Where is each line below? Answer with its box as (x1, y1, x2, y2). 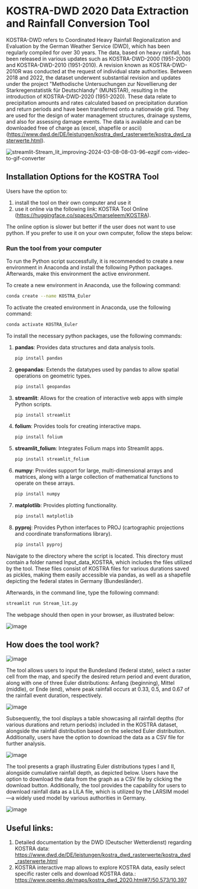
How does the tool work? (6, 640, 99, 650)
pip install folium (14, 434, 63, 440)
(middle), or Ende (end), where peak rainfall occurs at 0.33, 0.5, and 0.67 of (6, 685, 190, 693)
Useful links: (6, 823, 54, 833)
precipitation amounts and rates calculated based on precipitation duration (6, 99, 188, 106)
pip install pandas (14, 355, 63, 361)
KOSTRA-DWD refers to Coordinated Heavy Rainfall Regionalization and (6, 36, 181, 43)
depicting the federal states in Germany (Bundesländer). (6, 577, 143, 584)
